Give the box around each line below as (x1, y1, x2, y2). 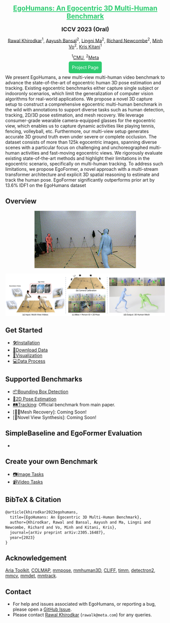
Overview (5, 197, 37, 205)
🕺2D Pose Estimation (12, 396, 57, 402)
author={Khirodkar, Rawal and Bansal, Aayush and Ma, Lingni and (10, 520, 151, 525)
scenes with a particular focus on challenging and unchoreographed (5, 144, 148, 151)
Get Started (5, 325, 43, 335)
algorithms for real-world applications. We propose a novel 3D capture (5, 96, 153, 102)
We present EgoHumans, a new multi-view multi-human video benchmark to (5, 74, 165, 80)
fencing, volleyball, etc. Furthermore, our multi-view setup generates (5, 128, 149, 134)
